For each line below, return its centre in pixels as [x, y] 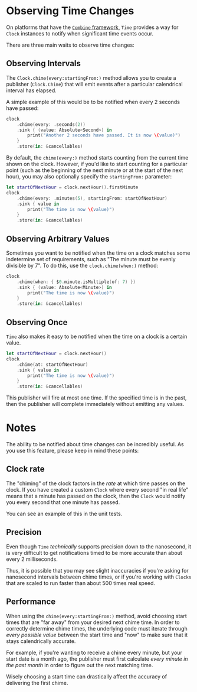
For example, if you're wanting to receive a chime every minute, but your [94, 652]
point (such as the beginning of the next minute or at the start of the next [95, 170]
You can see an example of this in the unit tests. [64, 514]
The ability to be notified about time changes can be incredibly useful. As [95, 444]
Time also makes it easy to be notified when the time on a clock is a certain [97, 336]
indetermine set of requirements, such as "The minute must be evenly [91, 259]
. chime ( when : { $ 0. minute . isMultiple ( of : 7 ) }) [76, 282]
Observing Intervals [44, 64]
